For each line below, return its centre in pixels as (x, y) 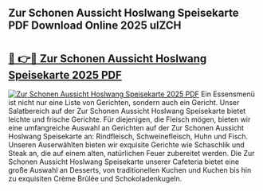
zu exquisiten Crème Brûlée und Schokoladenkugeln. (95, 179)
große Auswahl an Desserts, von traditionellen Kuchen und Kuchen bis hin (130, 170)
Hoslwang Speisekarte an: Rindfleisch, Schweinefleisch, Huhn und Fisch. (128, 136)
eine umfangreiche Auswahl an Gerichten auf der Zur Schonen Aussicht (126, 128)
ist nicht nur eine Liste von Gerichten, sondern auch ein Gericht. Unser (124, 102)
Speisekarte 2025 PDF (65, 75)
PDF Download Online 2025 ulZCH (95, 26)
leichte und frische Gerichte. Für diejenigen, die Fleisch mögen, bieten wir (130, 119)
